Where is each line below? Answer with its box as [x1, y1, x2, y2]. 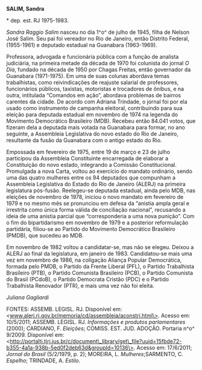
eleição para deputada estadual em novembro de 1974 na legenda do [6, 111, 178, 118]
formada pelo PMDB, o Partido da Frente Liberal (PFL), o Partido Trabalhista [6, 263, 195, 270]
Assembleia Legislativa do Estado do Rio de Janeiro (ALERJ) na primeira [6, 181, 186, 187]
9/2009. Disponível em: [6, 331, 65, 338]
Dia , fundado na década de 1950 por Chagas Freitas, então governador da [6, 66, 191, 73]
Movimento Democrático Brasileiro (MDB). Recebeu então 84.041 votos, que [6, 117, 196, 125]
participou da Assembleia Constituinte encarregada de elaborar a [6, 155, 169, 162]
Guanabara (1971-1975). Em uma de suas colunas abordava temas [6, 73, 170, 79]
